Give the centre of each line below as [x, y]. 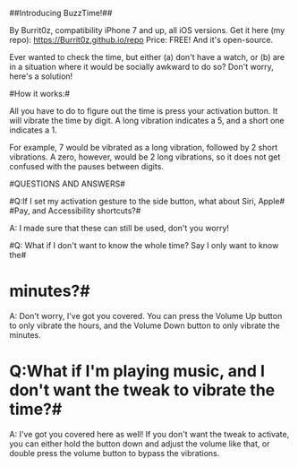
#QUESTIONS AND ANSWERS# [67, 184]
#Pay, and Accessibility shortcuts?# [75, 211]
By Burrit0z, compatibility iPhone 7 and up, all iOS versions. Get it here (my [147, 30]
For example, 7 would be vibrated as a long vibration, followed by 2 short [144, 147]
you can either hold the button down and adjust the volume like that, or [140, 444]
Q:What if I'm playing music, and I [137, 372]
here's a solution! [41, 76]
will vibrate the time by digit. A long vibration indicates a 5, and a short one [147, 121]
